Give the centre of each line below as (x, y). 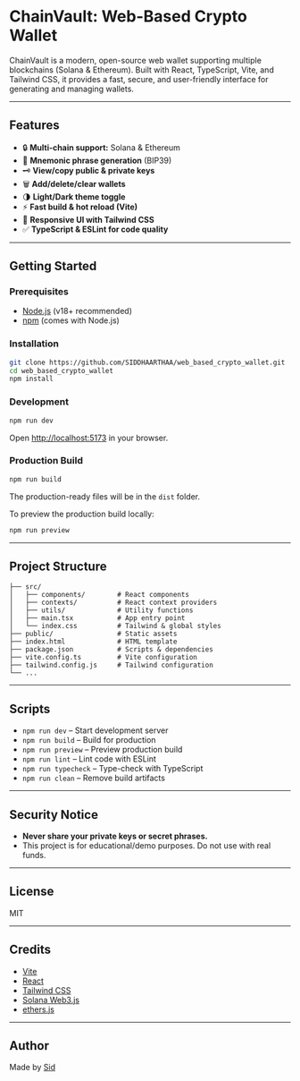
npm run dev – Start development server (95, 730)
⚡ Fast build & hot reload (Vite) (80, 207)
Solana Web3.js (51, 1000)
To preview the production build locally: (82, 514)
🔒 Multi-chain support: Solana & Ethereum (101, 147)
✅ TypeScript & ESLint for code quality (95, 229)
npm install (31, 379)
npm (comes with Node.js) (71, 320)
